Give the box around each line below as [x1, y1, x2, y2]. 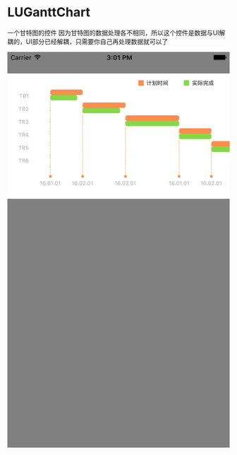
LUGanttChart [7, 4, 90, 20]
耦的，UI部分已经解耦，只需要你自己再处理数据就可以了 [7, 37, 169, 46]
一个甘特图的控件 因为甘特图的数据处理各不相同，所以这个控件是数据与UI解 [7, 28, 226, 37]
